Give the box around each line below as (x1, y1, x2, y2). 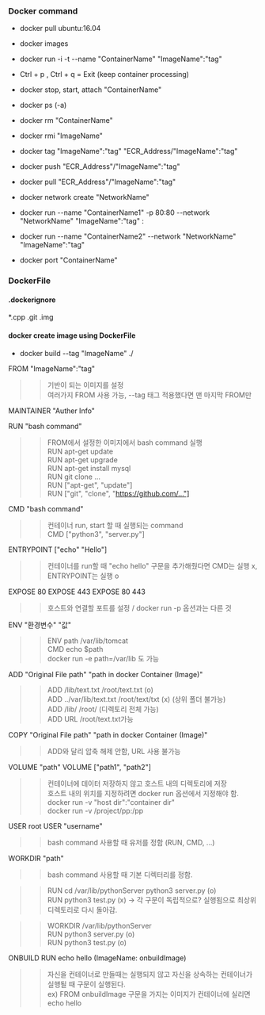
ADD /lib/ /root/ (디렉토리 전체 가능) (47, 704, 160, 714)
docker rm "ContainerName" (19, 116, 113, 125)
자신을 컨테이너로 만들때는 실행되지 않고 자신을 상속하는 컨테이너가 (47, 969, 253, 979)
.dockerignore (8, 295, 56, 304)
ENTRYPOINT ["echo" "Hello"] (8, 545, 108, 554)
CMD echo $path (47, 644, 104, 653)
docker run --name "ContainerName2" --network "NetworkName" (19, 232, 237, 241)
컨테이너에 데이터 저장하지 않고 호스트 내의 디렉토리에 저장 (47, 779, 228, 788)
